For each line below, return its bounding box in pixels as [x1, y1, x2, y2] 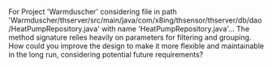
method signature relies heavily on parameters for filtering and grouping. [8, 32, 252, 42]
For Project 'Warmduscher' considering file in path [8, 7, 177, 16]
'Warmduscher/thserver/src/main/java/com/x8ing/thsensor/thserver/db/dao [8, 15, 262, 25]
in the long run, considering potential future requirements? [8, 50, 204, 59]
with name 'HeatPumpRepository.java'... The [101, 24, 250, 33]
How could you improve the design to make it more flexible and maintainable [8, 41, 265, 51]
